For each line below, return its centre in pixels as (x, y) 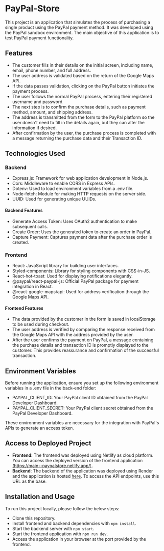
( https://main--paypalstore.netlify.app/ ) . (52, 466)
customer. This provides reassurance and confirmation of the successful (85, 350)
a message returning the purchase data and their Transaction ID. (77, 138)
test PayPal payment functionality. (39, 38)
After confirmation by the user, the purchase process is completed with (84, 133)
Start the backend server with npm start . (53, 528)
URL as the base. (29, 481)
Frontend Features (24, 308)
